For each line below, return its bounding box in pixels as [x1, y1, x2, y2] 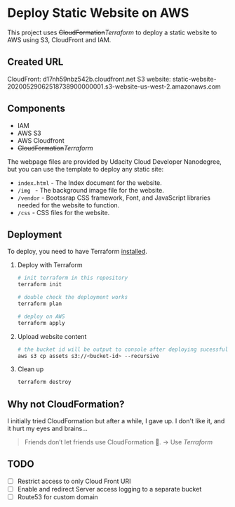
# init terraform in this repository [17, 274, 128, 282]
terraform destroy [17, 378, 72, 386]
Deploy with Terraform [17, 261, 83, 269]
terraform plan [17, 300, 62, 307]
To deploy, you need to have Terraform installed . [7, 248, 147, 256]
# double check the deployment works [17, 294, 128, 301]
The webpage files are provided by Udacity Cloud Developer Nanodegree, [7, 157, 222, 166]
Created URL [7, 56, 64, 68]
